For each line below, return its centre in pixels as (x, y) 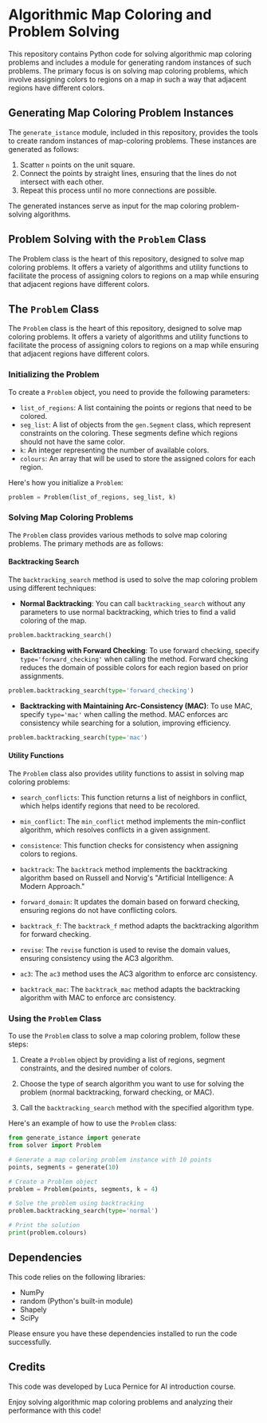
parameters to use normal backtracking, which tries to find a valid (128, 612)
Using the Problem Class (55, 1018)
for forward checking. (55, 934)
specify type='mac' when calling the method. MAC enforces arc (124, 714)
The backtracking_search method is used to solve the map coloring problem (133, 580)
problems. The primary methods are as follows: (86, 543)
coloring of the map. (53, 620)
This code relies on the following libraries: (77, 1277)
